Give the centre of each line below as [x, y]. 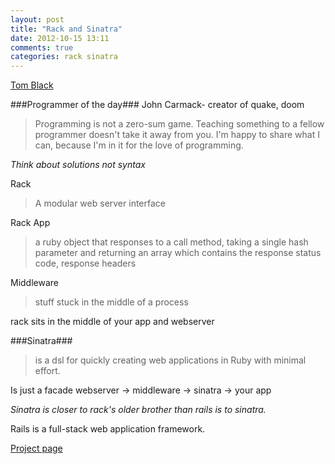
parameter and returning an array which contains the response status [178, 253]
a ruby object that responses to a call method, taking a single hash [171, 242]
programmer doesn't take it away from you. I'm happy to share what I [177, 135]
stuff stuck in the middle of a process [111, 302]
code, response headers [85, 263]
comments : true [42, 47]
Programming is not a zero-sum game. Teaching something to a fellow [179, 124]
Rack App [30, 223]
